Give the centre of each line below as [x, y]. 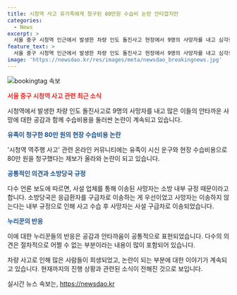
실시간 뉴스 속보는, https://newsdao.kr [61, 284]
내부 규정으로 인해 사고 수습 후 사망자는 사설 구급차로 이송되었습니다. [120, 206]
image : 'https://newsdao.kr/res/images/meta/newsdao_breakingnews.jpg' [115, 60]
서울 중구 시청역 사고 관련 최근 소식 [55, 95]
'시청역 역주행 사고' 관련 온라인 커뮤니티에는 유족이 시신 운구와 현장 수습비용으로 [117, 150]
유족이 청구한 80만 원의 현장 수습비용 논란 [64, 134]
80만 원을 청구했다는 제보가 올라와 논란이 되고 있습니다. [84, 158]
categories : [25, 20]
